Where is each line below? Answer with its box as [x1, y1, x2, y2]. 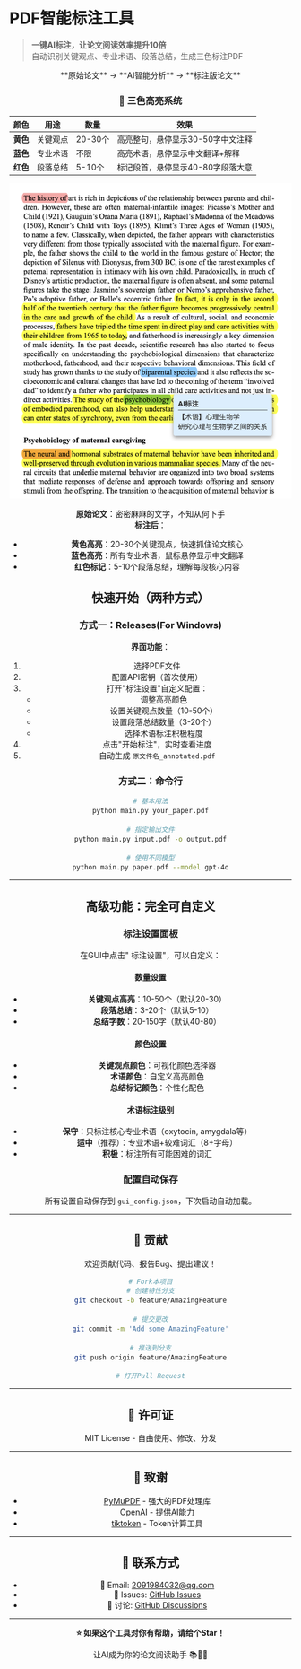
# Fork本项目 [128, 1277, 173, 1286]
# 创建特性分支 [126, 1287, 175, 1296]
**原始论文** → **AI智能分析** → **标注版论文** [59, 69, 242, 81]
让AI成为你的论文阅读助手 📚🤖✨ [92, 1648, 209, 1660]
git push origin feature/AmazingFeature [73, 1352, 228, 1362]
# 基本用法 [133, 797, 168, 806]
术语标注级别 [126, 1105, 175, 1115]
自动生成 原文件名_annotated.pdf [99, 750, 216, 761]
